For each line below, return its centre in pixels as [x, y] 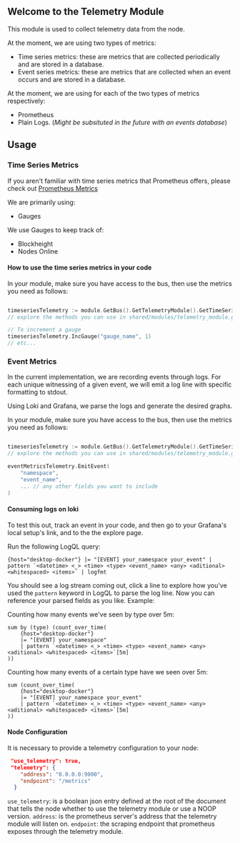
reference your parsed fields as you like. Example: [81, 600]
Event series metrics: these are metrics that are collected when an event [124, 71]
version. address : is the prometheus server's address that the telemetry [112, 817]
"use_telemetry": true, [46, 761]
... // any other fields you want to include [89, 486]
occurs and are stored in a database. [72, 79]
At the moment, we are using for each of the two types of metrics [104, 93]
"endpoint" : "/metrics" [56, 781]
